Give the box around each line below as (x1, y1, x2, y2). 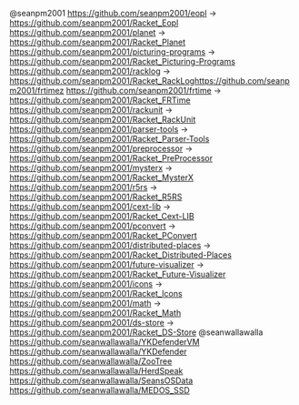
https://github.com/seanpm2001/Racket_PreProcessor (9, 153, 214, 163)
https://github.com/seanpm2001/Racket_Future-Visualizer (9, 268, 226, 279)
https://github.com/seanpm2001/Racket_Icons (9, 289, 184, 299)
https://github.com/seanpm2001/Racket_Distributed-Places (9, 249, 232, 260)
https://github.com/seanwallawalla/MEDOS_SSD (9, 385, 191, 395)
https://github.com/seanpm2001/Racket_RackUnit (9, 114, 196, 125)
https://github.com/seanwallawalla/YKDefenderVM (9, 337, 200, 347)
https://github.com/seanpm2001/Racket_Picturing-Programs (9, 56, 236, 66)
